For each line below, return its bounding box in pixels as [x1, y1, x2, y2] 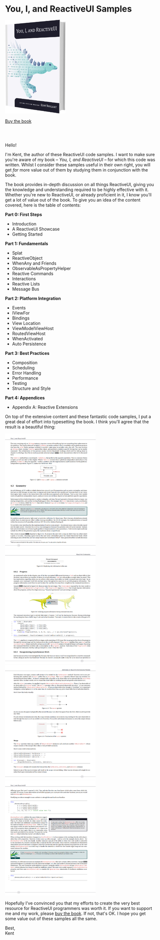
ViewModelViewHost [12, 325, 54, 331]
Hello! [5, 142, 17, 148]
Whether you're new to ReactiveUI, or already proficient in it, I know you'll [5, 191, 152, 197]
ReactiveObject [12, 255, 43, 261]
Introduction [12, 221, 37, 226]
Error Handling [12, 370, 42, 376]
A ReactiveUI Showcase [12, 226, 60, 232]
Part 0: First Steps [5, 211, 43, 217]
